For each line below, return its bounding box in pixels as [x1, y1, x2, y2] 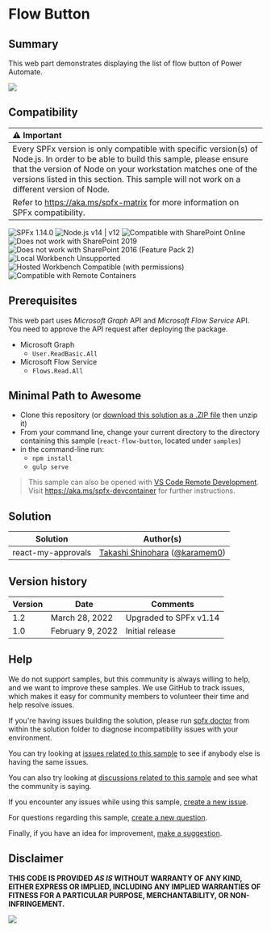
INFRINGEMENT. [8, 899, 65, 909]
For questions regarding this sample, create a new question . [8, 812, 208, 822]
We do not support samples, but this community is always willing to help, [8, 674, 251, 684]
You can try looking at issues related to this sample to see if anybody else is [8, 749, 261, 758]
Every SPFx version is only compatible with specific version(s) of [12, 143, 258, 154]
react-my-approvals [12, 547, 91, 559]
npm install [31, 454, 73, 463]
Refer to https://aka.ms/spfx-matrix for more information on [12, 196, 240, 208]
